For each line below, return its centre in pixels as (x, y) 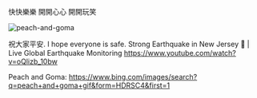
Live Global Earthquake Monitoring (65, 53)
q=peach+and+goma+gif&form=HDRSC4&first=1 (89, 85)
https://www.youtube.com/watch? (180, 53)
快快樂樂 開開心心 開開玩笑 (52, 12)
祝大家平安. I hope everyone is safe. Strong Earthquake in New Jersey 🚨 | (129, 44)
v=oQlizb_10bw (33, 61)
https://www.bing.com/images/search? (133, 77)
